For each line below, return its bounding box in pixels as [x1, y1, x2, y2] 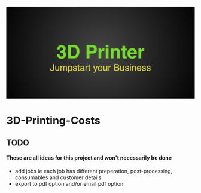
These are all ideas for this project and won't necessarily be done [6, 154, 172, 161]
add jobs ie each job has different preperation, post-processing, [14, 167, 173, 174]
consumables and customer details [14, 174, 102, 181]
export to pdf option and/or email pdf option [14, 180, 124, 187]
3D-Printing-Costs [6, 114, 100, 127]
